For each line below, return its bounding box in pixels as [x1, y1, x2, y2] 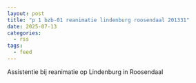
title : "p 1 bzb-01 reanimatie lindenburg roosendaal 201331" [7, 17, 190, 24]
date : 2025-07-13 [7, 23, 57, 30]
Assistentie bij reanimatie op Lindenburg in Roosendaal [7, 67, 164, 76]
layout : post [7, 10, 45, 17]
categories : [7, 29, 41, 37]
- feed [13, 49, 32, 56]
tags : [7, 42, 23, 49]
